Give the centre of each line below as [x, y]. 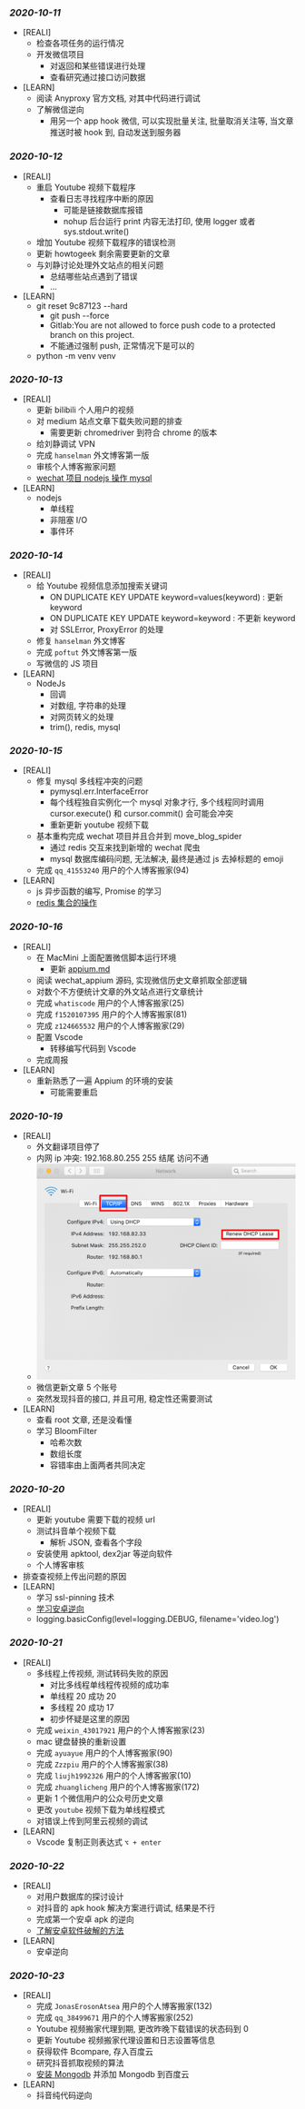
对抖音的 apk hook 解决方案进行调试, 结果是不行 [126, 1908]
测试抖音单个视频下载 [76, 1531]
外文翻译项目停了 [68, 1147]
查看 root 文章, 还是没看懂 [84, 1420]
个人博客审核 [60, 1565]
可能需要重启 [74, 1092]
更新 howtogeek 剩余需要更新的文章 [103, 253]
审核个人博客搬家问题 [76, 466]
